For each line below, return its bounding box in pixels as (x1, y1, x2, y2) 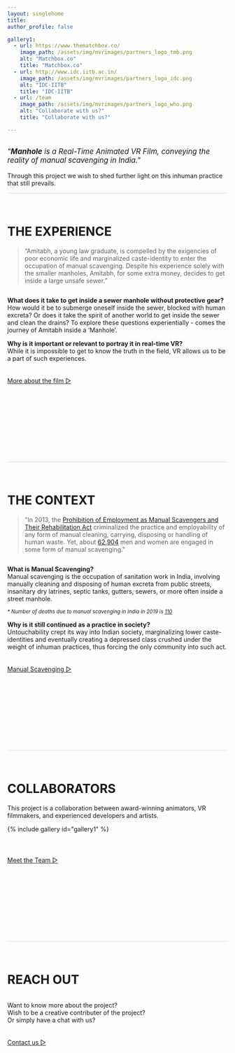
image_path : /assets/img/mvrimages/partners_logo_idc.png (20, 75, 192, 82)
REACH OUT (7, 971, 80, 987)
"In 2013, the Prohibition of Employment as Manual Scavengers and (24, 515, 219, 524)
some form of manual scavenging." (24, 545, 126, 553)
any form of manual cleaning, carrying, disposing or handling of (24, 530, 208, 538)
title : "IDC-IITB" (20, 88, 73, 95)
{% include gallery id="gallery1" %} (7, 824, 110, 833)
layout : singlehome (7, 10, 64, 17)
